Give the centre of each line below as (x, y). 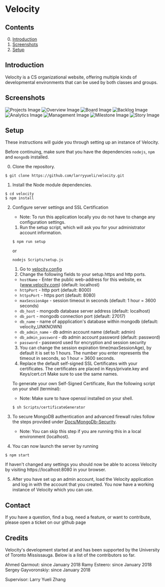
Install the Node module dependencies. (52, 185)
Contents (20, 27)
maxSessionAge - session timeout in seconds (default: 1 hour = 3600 (88, 301)
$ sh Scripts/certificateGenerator (49, 408)
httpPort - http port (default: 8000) (55, 290)
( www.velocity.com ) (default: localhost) (60, 285)
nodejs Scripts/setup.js (38, 260)
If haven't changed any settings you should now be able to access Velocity (81, 465)
